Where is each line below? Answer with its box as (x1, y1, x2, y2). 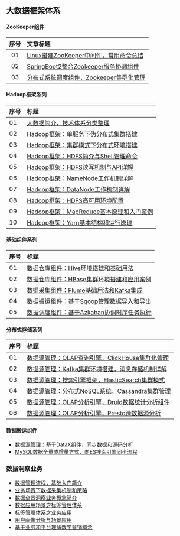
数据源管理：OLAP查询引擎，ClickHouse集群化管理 (27, 354, 169, 362)
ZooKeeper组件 (6, 23, 45, 30)
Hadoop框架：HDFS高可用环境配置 (27, 196, 124, 204)
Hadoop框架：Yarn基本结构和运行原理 (27, 218, 133, 226)
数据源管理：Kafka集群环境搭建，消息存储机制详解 (27, 365, 167, 373)
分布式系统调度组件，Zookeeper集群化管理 (27, 73, 146, 82)
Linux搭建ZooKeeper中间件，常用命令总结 (27, 51, 143, 59)
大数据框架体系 (6, 5, 61, 16)
